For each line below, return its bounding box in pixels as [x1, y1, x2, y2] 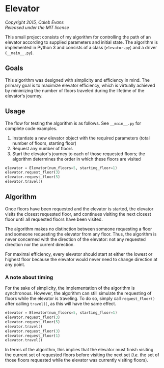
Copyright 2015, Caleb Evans [5, 19, 64, 25]
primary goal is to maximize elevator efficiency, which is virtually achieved [5, 82, 156, 88]
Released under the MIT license [5, 24, 70, 30]
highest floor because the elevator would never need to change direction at [5, 256, 158, 262]
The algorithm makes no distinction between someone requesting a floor [5, 226, 152, 232]
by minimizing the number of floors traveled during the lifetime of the [5, 87, 145, 94]
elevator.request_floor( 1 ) [5, 333, 60, 338]
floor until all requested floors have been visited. [5, 216, 103, 222]
